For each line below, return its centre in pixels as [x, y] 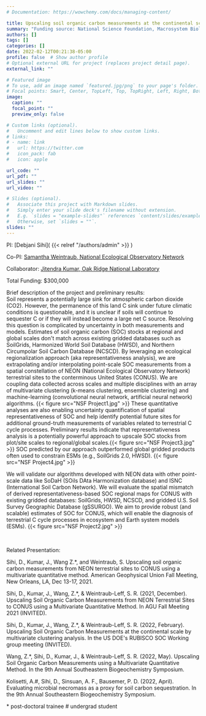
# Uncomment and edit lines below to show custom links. [83, 131]
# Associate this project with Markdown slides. [72, 204]
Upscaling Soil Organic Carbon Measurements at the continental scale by [99, 631]
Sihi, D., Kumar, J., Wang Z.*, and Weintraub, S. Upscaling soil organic [94, 562]
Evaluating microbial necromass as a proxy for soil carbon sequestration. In [101, 688]
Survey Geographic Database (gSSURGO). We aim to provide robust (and [99, 507]
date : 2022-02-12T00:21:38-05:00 [49, 52]
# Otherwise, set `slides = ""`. [52, 222]
